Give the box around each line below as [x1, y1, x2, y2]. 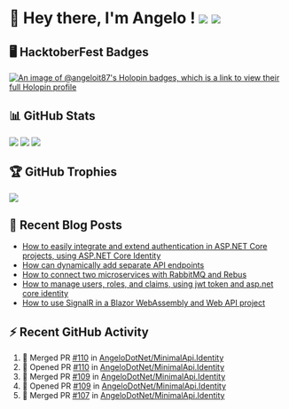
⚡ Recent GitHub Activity [9, 324, 149, 340]
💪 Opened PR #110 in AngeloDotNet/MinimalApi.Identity [21, 362, 225, 373]
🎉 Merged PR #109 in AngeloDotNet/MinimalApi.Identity [21, 372, 226, 382]
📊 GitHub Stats [9, 108, 96, 123]
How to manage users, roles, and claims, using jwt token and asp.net [21, 279, 274, 289]
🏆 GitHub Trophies [9, 164, 118, 180]
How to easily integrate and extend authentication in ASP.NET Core [21, 241, 268, 252]
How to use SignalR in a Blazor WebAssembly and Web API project [21, 297, 266, 309]
